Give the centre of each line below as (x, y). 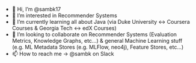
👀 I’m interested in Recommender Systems (64, 15)
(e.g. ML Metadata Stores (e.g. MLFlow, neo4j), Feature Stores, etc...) (98, 47)
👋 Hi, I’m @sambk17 (36, 9)
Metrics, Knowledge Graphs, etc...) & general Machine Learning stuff (97, 41)
